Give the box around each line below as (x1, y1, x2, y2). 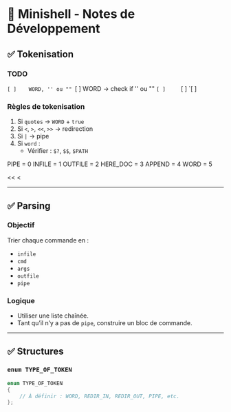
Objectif (7, 220, 35, 230)
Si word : (16, 139, 41, 147)
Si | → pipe (16, 132, 49, 141)
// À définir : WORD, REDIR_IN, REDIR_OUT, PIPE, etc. (19, 393, 180, 400)
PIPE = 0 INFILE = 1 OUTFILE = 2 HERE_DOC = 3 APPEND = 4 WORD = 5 (7, 160, 213, 168)
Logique (7, 296, 36, 305)
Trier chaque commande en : (7, 236, 89, 244)
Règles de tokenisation (7, 101, 85, 111)
